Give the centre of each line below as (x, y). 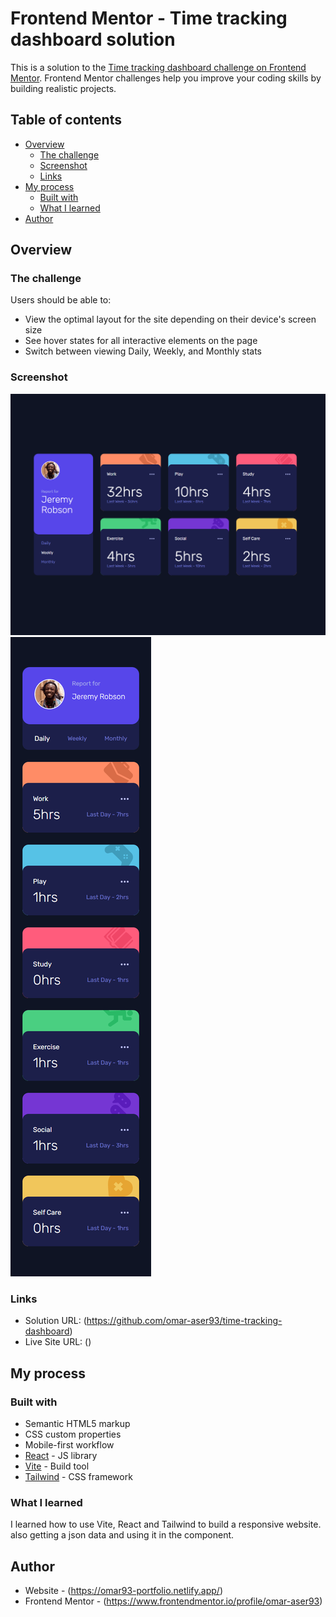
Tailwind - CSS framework (78, 1477)
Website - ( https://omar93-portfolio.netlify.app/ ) (123, 1591)
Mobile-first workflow (69, 1445)
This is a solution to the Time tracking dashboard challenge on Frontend (158, 67)
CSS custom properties (73, 1434)
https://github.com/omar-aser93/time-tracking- (184, 1321)
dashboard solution (93, 39)
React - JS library (61, 1456)
